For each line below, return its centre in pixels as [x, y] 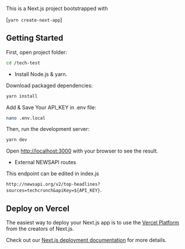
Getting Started [35, 38]
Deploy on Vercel [38, 208]
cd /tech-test [23, 63]
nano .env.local [26, 118]
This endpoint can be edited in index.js [53, 174]
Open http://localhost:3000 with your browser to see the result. [82, 151]
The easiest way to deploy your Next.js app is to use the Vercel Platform [93, 223]
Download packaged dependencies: [50, 85]
